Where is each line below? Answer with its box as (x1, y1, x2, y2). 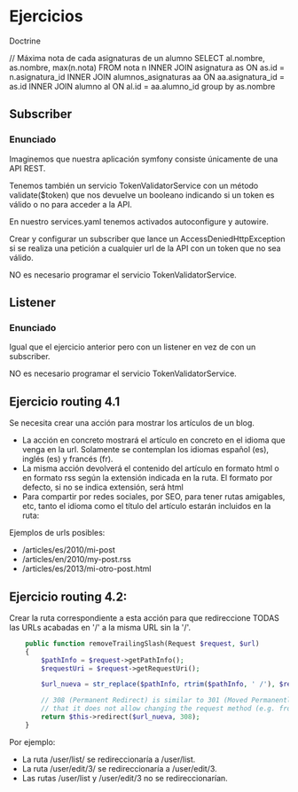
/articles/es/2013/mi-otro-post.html (21, 563, 152, 574)
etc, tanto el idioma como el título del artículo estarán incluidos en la (21, 501, 271, 512)
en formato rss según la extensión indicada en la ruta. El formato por (21, 473, 273, 483)
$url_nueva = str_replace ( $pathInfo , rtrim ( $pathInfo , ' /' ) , (41, 680, 276, 689)
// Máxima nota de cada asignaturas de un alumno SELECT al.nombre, (9, 52, 265, 63)
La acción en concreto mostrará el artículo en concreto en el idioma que (21, 435, 286, 445)
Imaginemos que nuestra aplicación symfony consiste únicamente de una (9, 153, 278, 164)
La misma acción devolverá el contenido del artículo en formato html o (21, 463, 279, 474)
